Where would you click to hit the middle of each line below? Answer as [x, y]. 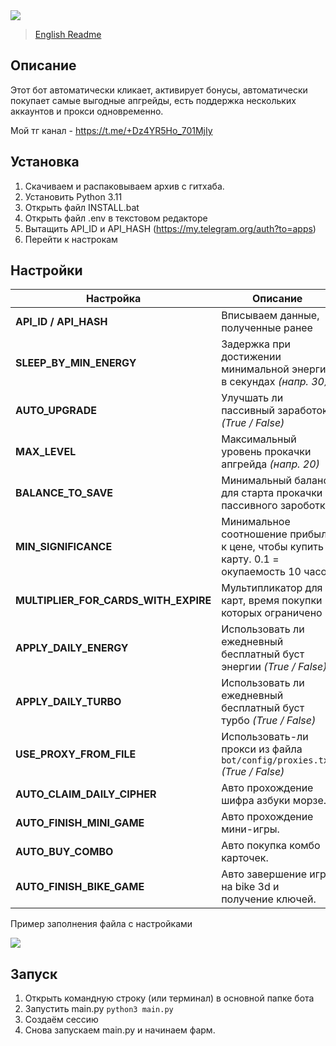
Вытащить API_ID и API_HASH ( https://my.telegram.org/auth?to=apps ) [170, 228]
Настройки [46, 270]
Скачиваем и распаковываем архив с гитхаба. [124, 186]
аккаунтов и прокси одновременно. [87, 111]
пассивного [249, 506]
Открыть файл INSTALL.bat [82, 207]
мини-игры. [250, 829]
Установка [45, 162]
